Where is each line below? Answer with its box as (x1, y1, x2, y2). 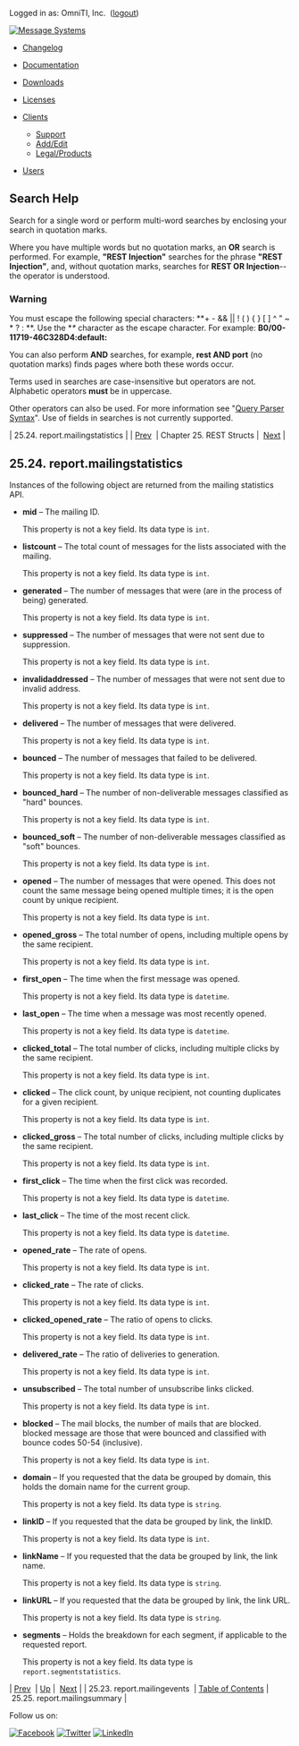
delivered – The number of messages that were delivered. (21, 718, 237, 728)
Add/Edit (35, 139, 69, 149)
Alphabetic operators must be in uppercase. (9, 386, 172, 396)
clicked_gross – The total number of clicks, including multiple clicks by (21, 1131, 284, 1142)
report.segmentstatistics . (21, 1665, 121, 1676)
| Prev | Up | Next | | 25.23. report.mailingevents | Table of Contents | (9, 1682, 270, 1694)
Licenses (21, 94, 56, 105)
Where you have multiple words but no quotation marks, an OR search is (9, 242, 276, 252)
